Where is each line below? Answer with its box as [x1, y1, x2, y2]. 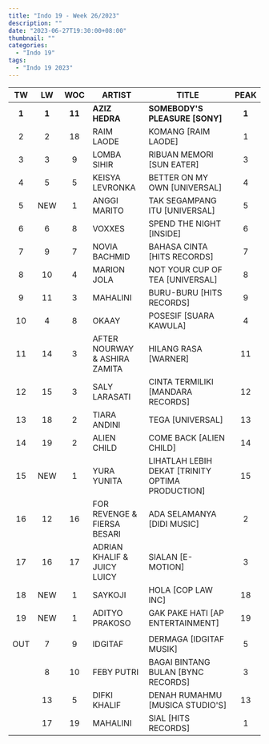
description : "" [8, 19, 62, 27]
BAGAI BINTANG [148, 656, 211, 667]
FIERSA [92, 518, 121, 529]
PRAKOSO [92, 617, 131, 629]
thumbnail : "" [8, 34, 56, 42]
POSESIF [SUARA [148, 310, 215, 321]
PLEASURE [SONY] [148, 113, 223, 124]
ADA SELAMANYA [148, 508, 217, 519]
